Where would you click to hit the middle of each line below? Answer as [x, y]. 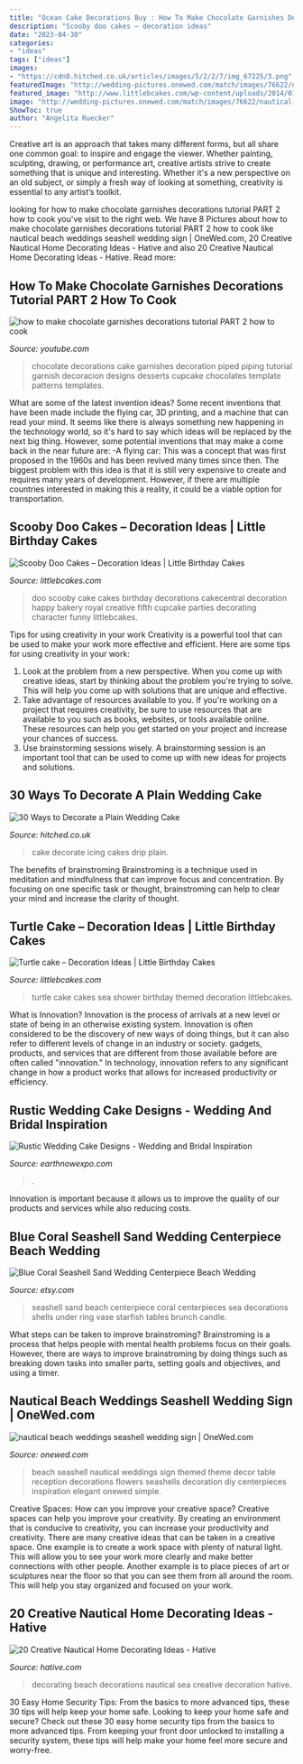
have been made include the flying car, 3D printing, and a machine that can [149, 412]
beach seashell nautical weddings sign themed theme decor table [154, 1472]
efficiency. [29, 1082]
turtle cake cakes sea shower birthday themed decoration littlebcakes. [162, 997]
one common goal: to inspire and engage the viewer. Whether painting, [141, 153]
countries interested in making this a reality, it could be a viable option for [146, 489]
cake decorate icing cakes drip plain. [100, 852]
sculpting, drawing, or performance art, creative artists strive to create [140, 163]
